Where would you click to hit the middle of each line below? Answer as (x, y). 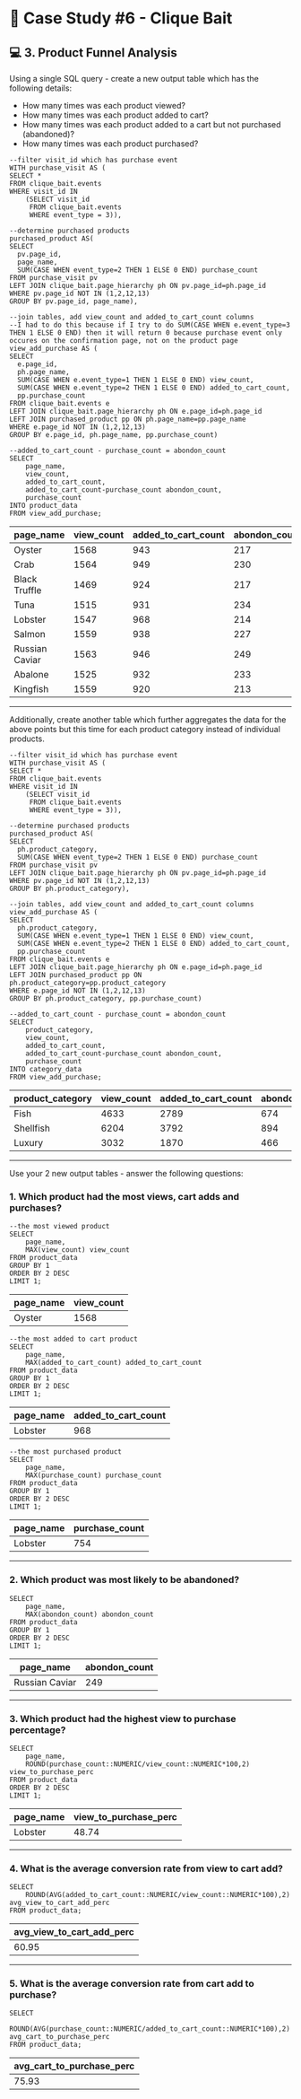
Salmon (30, 634)
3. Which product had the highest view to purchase (123, 1719)
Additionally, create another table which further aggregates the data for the (148, 720)
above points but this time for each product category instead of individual (145, 729)
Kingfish (31, 689)
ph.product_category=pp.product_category (88, 983)
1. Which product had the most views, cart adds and (125, 1196)
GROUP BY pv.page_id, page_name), (74, 302)
